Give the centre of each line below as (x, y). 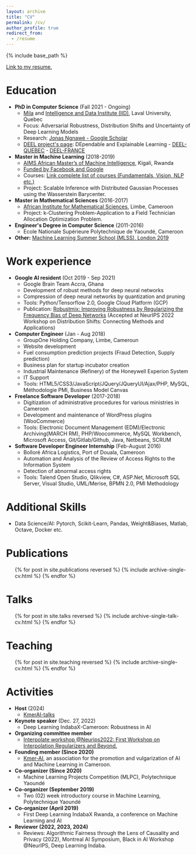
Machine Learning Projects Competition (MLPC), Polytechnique (100, 777)
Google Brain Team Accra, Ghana (63, 284)
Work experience (49, 261)
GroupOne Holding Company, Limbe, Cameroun (81, 340)
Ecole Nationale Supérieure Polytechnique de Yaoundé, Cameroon (103, 231)
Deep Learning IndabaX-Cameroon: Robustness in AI (87, 727)
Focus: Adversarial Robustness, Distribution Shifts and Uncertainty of (107, 125)
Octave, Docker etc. (39, 529)
